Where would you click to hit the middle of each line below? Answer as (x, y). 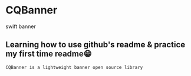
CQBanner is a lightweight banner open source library (74, 67)
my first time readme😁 (49, 54)
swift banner (21, 26)
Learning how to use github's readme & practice (95, 45)
